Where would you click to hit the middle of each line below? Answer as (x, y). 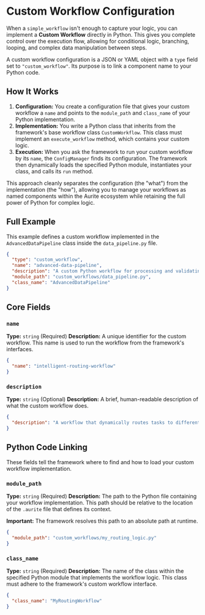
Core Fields (28, 307)
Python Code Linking (47, 447)
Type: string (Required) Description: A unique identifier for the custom (96, 337)
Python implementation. (45, 119)
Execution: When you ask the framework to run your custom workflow (104, 151)
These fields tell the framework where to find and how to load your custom (100, 462)
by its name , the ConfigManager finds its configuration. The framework (101, 158)
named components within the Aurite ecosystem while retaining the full (96, 196)
